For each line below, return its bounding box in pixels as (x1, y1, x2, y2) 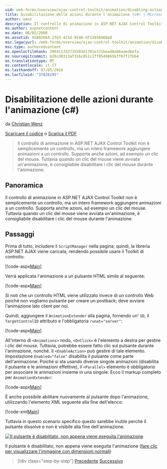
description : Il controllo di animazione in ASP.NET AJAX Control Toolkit (5, 21, 164, 26)
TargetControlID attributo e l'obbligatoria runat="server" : (5, 318, 123, 324)
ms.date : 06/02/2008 (5, 30, 48, 35)
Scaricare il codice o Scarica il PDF (5, 130, 77, 136)
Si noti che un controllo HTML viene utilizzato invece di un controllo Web (5, 292, 154, 298)
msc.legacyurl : (5, 40, 37, 45)
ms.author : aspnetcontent (5, 26, 59, 31)
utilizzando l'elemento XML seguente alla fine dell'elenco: (5, 399, 123, 405)
